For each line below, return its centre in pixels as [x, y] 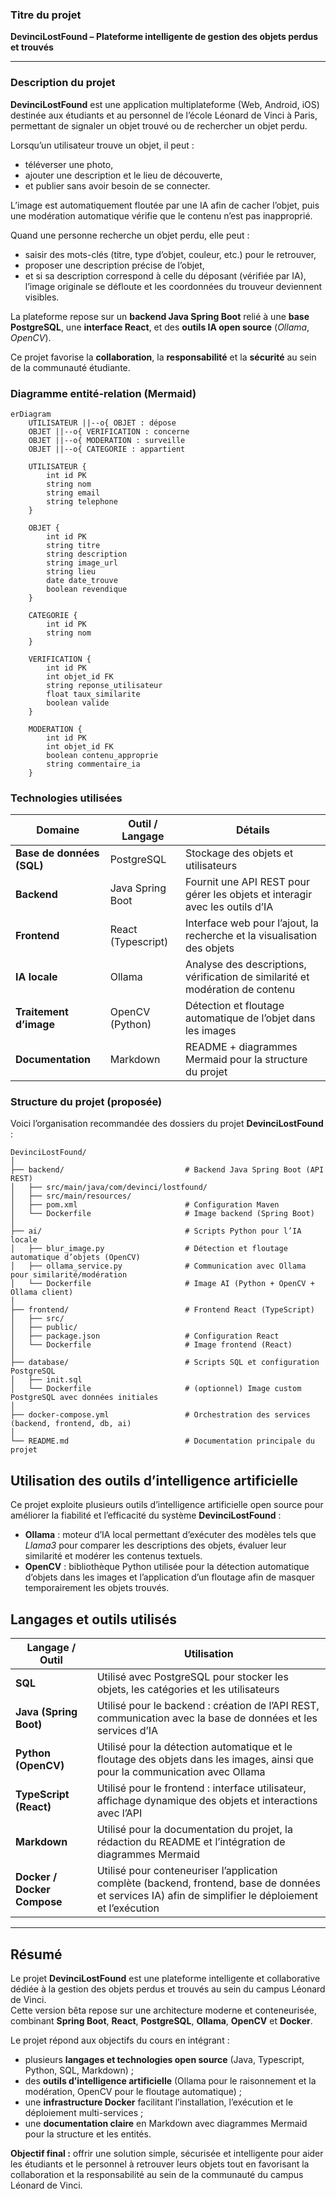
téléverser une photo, [69, 164]
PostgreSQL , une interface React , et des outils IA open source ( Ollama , [160, 327]
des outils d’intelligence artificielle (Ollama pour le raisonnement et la [170, 2080]
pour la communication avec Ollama [181, 1772]
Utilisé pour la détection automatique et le [194, 1747]
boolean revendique [87, 589]
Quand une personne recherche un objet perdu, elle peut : [130, 235]
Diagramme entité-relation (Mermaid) [103, 393]
